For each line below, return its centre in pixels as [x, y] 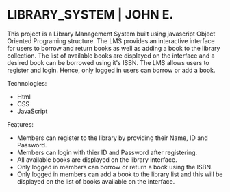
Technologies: [27, 83]
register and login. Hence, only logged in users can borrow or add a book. [111, 70]
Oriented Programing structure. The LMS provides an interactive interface [111, 40]
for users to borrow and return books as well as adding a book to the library [114, 48]
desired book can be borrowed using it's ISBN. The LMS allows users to [108, 62]
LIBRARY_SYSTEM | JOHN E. [90, 15]
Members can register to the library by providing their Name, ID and [113, 138]
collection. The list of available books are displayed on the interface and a [111, 56]
